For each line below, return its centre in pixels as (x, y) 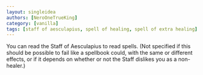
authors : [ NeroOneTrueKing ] (42, 18)
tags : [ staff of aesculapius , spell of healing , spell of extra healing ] (102, 29)
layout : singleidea (31, 12)
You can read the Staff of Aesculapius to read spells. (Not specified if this (98, 46)
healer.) (16, 66)
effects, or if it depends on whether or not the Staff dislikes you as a (92, 59)
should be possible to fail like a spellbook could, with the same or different (100, 53)
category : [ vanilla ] (33, 23)
